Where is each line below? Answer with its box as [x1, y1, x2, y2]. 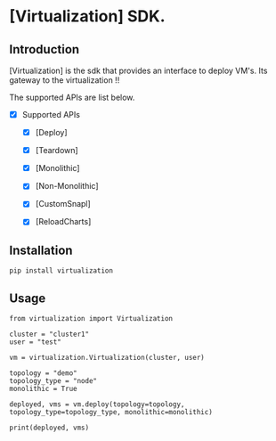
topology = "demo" [9, 369, 77, 378]
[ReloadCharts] [35, 216, 92, 227]
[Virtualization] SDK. [9, 6, 166, 27]
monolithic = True [9, 385, 77, 394]
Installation [9, 242, 73, 257]
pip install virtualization [9, 266, 114, 275]
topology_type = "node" [9, 377, 98, 386]
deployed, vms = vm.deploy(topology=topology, [9, 400, 185, 409]
